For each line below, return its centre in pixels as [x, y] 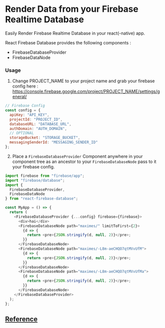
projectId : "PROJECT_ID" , [36, 119]
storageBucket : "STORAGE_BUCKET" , [45, 138]
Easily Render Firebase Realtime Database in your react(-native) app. [75, 33]
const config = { [23, 110]
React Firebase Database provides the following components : [68, 42]
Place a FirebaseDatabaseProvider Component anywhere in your [77, 156]
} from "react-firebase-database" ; [42, 199]
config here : [25, 86]
